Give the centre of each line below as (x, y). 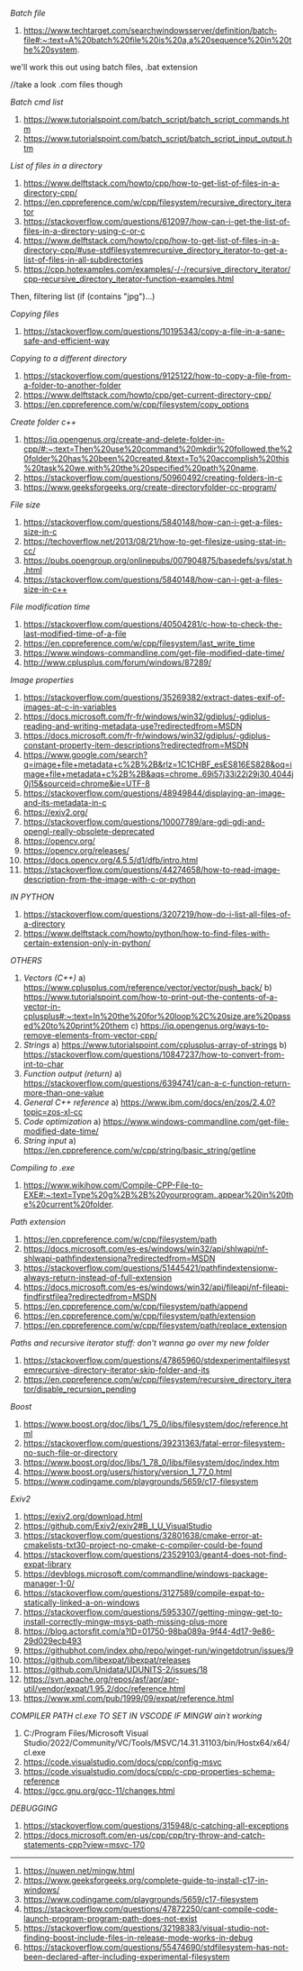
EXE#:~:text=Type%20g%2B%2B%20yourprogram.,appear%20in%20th (158, 1195)
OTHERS (27, 960)
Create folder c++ (44, 422)
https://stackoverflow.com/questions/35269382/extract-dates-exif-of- (154, 697)
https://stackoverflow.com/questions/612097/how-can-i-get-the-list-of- (156, 221)
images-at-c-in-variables (70, 707)
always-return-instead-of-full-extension (98, 1277)
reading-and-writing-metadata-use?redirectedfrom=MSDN (133, 726)
